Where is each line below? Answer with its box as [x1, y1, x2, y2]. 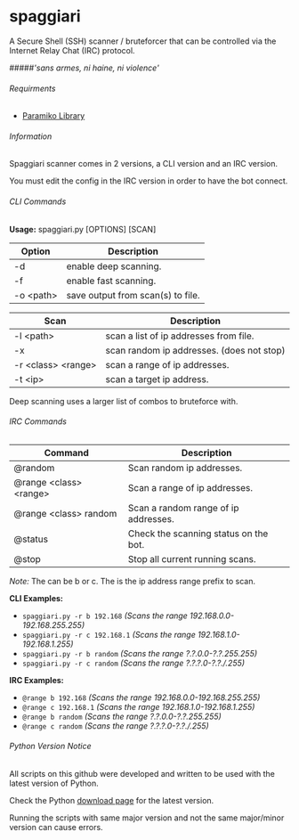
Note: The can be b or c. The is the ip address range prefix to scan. [9, 575, 256, 586]
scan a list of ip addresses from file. [105, 330, 255, 342]
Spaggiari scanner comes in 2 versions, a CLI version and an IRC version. [9, 159, 279, 169]
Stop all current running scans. [127, 552, 256, 565]
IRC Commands [9, 416, 67, 427]
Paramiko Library [21, 110, 85, 121]
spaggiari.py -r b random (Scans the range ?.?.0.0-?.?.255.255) [21, 648, 258, 658]
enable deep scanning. [66, 260, 162, 273]
